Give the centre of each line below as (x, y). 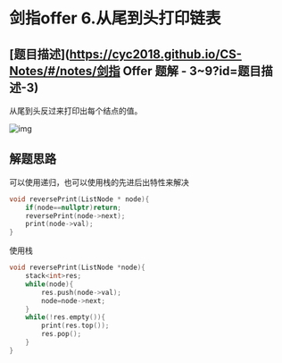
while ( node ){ (50, 284)
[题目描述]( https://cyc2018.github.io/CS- (126, 54)
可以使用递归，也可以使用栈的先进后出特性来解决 (99, 182)
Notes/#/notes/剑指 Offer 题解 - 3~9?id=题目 (135, 71)
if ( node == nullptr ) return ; (74, 207)
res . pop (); (62, 334)
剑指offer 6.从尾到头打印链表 (115, 18)
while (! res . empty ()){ (65, 317)
